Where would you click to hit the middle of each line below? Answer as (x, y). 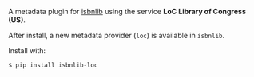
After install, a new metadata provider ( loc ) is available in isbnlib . (117, 35)
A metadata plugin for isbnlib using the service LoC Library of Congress (127, 12)
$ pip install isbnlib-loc (53, 65)
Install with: (27, 50)
